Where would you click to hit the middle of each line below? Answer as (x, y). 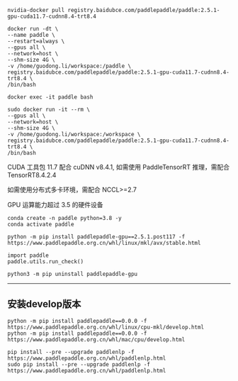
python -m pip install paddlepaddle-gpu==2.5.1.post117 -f (96, 237)
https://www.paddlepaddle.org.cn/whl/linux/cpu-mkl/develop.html (106, 327)
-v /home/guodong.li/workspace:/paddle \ (69, 66)
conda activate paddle (41, 224)
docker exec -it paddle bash (50, 97)
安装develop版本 (44, 304)
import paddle (28, 255)
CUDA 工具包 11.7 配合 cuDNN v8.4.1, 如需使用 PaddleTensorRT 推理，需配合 (119, 167)
